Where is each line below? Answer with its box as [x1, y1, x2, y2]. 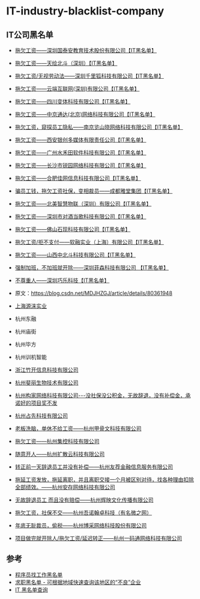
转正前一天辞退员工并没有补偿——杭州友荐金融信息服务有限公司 [14, 463, 173, 470]
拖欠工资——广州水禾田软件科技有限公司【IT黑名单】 [14, 149, 147, 156]
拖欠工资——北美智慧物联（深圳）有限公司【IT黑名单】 [14, 200, 152, 207]
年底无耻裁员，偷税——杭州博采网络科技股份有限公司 [14, 522, 147, 529]
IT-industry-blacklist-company [6, 4, 165, 18]
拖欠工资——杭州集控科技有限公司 [14, 438, 100, 444]
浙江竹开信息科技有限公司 [14, 366, 79, 373]
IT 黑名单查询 [14, 586, 48, 593]
